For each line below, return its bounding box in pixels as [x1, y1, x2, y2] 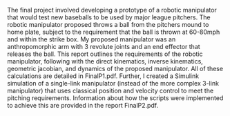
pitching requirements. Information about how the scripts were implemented [7, 94, 224, 102]
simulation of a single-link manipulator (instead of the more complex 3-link [7, 79, 220, 87]
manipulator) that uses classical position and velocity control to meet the [7, 86, 214, 95]
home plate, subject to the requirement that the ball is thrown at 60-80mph [7, 28, 220, 36]
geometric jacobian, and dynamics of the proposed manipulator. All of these [7, 65, 223, 72]
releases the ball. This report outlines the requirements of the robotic [7, 50, 203, 58]
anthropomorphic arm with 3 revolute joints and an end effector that [7, 43, 200, 50]
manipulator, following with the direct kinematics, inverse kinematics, [7, 57, 204, 65]
